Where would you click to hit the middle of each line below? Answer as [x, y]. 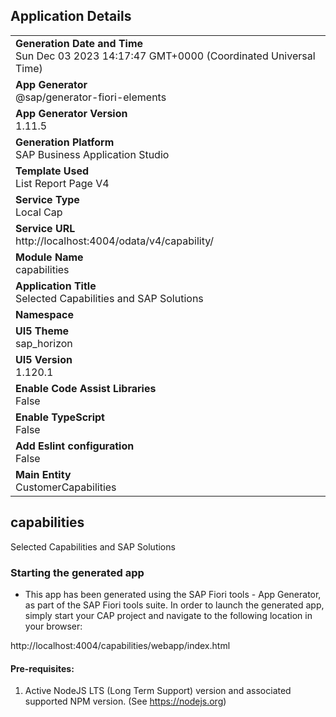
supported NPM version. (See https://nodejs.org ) [125, 701]
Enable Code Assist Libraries [86, 388]
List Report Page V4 [62, 183]
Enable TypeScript [60, 417]
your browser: [53, 626]
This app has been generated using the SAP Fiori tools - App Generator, [173, 594]
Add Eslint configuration [75, 446]
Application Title [56, 286]
